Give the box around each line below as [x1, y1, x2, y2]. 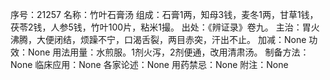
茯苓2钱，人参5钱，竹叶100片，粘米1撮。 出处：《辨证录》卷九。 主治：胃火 [10, 21, 320, 33]
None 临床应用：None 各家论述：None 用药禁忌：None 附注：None [10, 59, 289, 70]
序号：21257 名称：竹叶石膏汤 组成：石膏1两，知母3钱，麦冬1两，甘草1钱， [10, 9, 319, 20]
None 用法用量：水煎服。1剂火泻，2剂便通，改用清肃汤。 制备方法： [27, 46, 310, 58]
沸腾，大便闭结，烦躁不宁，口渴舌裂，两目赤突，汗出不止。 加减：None [10, 34, 307, 45]
